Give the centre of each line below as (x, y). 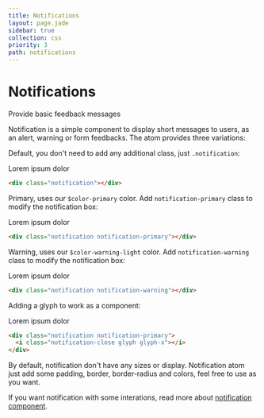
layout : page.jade (38, 23)
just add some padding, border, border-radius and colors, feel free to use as (132, 373)
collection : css (35, 38)
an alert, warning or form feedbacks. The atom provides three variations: (127, 137)
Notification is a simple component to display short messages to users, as (129, 129)
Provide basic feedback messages (65, 114)
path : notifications (42, 52)
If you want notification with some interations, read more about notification (130, 397)
